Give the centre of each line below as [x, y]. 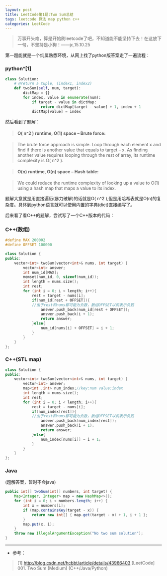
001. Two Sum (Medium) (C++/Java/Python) [62, 568]
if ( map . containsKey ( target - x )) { [61, 510]
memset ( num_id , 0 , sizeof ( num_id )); [61, 277]
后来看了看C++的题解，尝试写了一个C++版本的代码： [60, 215]
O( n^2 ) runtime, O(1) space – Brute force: [61, 133]
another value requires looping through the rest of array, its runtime [86, 155]
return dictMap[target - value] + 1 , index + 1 [91, 107]
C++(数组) [18, 229]
